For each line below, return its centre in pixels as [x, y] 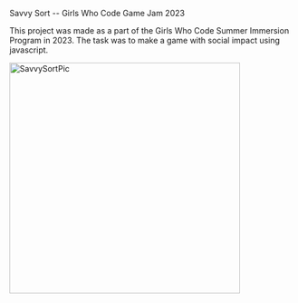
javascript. [29, 50]
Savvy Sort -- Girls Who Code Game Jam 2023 [97, 13]
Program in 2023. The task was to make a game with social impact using [145, 40]
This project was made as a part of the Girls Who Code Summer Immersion [149, 30]
